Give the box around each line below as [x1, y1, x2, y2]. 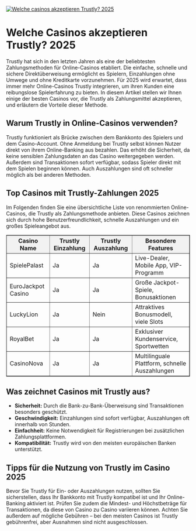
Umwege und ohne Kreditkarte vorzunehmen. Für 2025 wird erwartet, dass [6, 76, 187, 83]
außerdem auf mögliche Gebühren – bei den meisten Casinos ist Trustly [6, 512, 178, 519]
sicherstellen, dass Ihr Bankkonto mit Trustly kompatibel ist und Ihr [6, 494, 166, 501]
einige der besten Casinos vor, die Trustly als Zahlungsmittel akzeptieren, [6, 95, 183, 102]
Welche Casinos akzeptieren [6, 26, 148, 39]
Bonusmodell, [135, 310, 173, 318]
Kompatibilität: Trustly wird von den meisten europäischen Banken [14, 440, 176, 447]
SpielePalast [9, 261, 44, 269]
